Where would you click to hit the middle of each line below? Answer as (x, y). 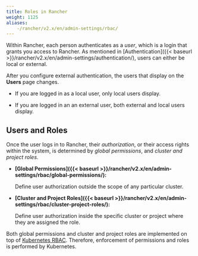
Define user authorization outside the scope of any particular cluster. (99, 187)
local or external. (27, 64)
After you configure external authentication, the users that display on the (95, 76)
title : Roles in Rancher (37, 12)
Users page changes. (33, 82)
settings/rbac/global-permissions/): (61, 175)
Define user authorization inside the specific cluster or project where (99, 216)
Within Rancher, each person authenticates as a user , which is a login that (97, 45)
